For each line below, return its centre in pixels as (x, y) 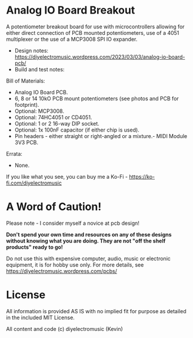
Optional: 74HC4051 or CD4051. (53, 117)
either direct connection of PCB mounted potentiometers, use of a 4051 (93, 32)
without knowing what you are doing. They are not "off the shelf (86, 241)
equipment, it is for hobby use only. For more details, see (75, 265)
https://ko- (142, 176)
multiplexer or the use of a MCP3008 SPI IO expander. (72, 39)
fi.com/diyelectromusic (34, 183)
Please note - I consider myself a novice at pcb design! (73, 223)
